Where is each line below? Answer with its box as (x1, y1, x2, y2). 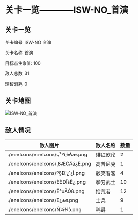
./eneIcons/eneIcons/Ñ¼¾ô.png (7, 206, 82, 213)
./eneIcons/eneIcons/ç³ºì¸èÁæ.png (7, 151, 87, 158)
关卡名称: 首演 (5, 50, 33, 55)
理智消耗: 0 (5, 81, 28, 87)
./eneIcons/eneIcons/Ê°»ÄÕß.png (7, 188, 85, 195)
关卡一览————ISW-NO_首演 (5, 4, 129, 16)
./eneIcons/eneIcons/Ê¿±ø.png (7, 197, 78, 203)
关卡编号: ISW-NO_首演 (5, 40, 52, 45)
